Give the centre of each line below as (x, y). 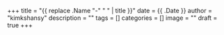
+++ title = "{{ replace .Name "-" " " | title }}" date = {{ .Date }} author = (110, 11)
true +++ (20, 25)
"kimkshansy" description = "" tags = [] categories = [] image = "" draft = (112, 18)
